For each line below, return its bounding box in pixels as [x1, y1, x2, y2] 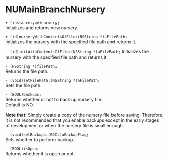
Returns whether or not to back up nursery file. [5, 96, 103, 102]
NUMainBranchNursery [5, 4, 106, 15]
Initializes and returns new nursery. [5, 24, 78, 31]
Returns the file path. [5, 68, 49, 74]
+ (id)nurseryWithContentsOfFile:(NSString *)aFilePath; [5, 34, 128, 39]
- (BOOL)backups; [5, 92, 42, 97]
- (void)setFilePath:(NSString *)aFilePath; [5, 78, 100, 83]
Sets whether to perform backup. [5, 136, 75, 142]
